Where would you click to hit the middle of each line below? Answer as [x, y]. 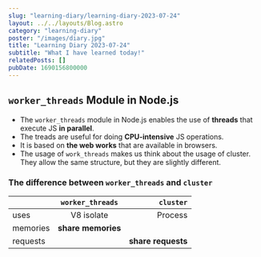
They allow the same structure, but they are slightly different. [120, 162]
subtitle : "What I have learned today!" [77, 53]
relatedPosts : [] [37, 61]
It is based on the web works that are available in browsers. [118, 145]
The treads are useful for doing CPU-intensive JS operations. [122, 136]
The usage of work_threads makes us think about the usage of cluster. [135, 154]
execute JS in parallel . [57, 128]
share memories [89, 227]
